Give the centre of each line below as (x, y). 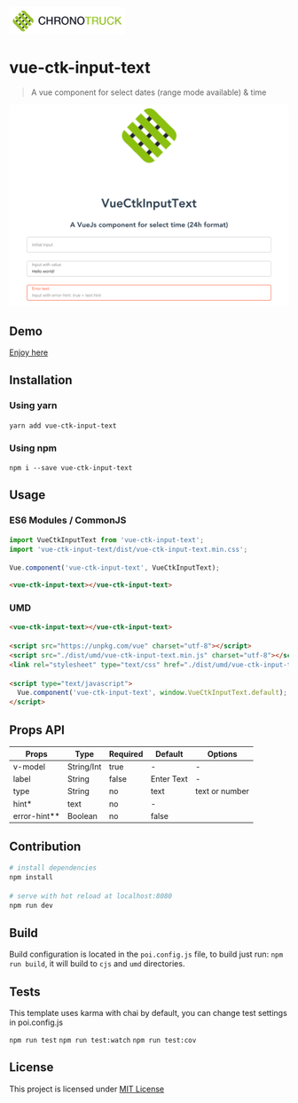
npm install (31, 877)
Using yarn (33, 406)
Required (126, 753)
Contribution (45, 846)
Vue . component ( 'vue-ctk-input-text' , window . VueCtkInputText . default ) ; (153, 693)
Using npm (33, 448)
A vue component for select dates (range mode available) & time (149, 92)
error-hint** (36, 815)
